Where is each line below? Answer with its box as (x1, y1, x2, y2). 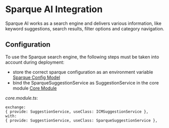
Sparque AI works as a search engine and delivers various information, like (5, 20, 161, 26)
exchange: (5, 105, 26, 110)
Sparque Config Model (12, 74, 60, 80)
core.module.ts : (5, 95, 38, 101)
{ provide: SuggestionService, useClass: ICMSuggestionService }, (5, 109, 149, 114)
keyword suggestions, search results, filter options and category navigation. (5, 25, 164, 31)
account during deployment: (5, 59, 64, 65)
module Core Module (12, 85, 57, 91)
